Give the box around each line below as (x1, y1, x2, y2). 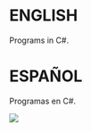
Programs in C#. (9, 35, 70, 45)
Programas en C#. (9, 95, 77, 106)
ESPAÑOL (9, 66, 83, 87)
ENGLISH (9, 5, 79, 26)
